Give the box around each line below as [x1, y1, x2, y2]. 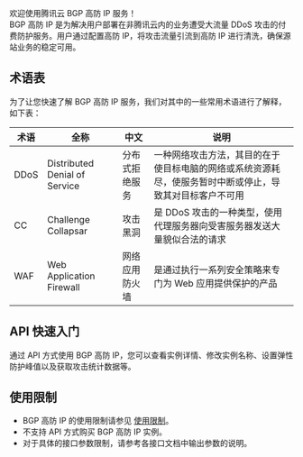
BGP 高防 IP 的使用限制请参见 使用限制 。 [22, 416, 174, 426]
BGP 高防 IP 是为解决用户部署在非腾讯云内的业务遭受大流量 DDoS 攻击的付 [9, 19, 287, 30]
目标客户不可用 [180, 188, 245, 201]
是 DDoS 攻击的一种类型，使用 [153, 206, 282, 218]
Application [46, 270, 96, 282]
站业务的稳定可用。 [9, 41, 81, 52]
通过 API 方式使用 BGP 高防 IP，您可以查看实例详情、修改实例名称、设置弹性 [9, 350, 294, 361]
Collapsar [46, 224, 88, 237]
